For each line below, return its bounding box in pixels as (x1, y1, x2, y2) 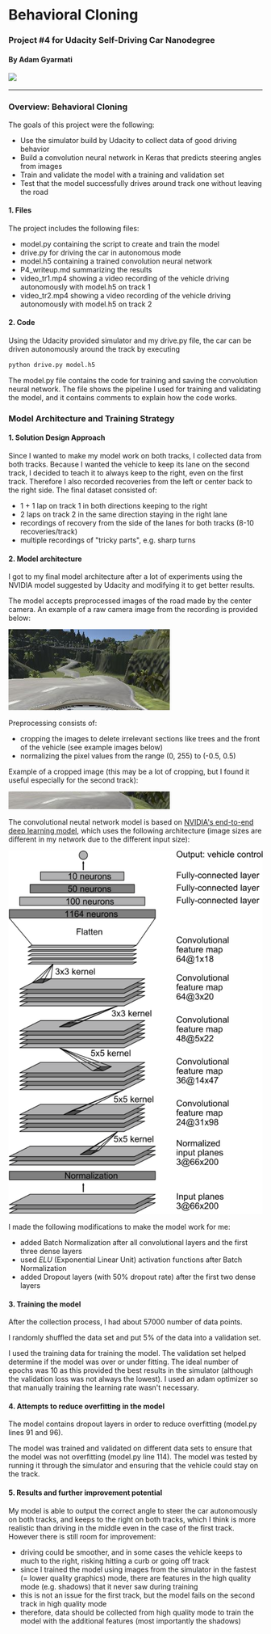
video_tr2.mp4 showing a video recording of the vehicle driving (19, 290, 231, 300)
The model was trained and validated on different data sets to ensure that (8, 1443, 252, 1453)
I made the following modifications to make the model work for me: (8, 1222, 231, 1232)
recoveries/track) (19, 527, 78, 537)
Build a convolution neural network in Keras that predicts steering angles (19, 152, 262, 163)
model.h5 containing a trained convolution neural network (19, 256, 212, 266)
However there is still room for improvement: (8, 1531, 156, 1541)
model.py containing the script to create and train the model (19, 239, 220, 248)
